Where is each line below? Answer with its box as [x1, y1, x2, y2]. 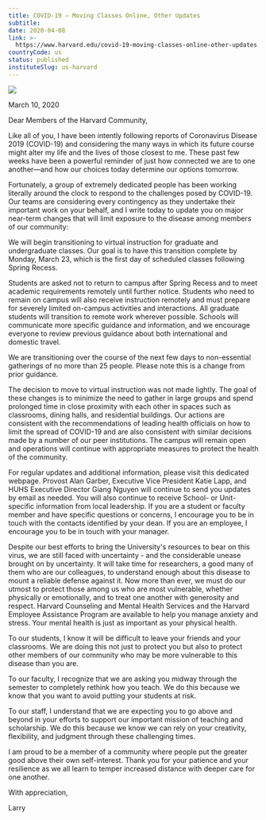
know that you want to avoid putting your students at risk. [8, 691, 197, 700]
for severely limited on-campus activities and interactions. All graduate [8, 303, 240, 313]
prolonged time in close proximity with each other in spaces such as [8, 402, 232, 411]
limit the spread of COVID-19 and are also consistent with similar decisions [8, 426, 253, 437]
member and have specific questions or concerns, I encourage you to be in [8, 510, 254, 519]
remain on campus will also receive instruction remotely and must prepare [8, 295, 251, 304]
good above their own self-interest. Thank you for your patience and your [8, 755, 249, 764]
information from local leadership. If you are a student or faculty [36, 501, 245, 510]
